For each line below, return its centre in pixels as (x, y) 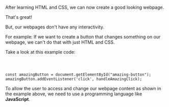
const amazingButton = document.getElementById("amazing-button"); (78, 75)
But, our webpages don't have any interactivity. (55, 27)
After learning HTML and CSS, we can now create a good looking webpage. (85, 7)
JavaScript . (18, 99)
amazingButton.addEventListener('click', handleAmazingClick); (74, 79)
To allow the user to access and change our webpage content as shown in (83, 88)
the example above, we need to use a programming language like (74, 94)
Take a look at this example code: (40, 52)
